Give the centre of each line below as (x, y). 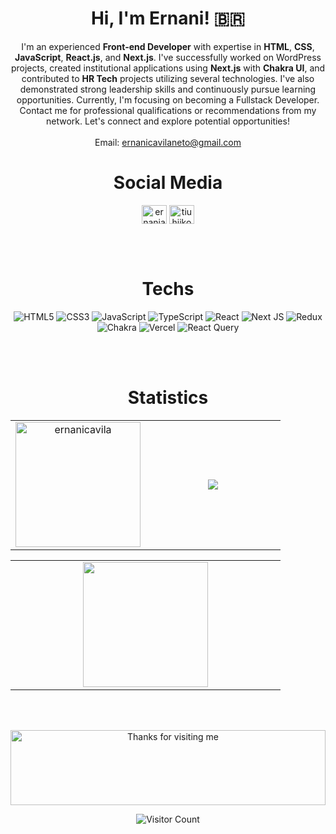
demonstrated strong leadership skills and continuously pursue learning (168, 89)
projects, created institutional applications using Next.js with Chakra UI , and (168, 68)
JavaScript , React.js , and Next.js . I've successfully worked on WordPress (168, 57)
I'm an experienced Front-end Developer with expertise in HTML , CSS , (168, 46)
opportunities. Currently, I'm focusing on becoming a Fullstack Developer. (168, 99)
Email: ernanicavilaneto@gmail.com (168, 142)
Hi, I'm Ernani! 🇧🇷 (168, 18)
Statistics (168, 398)
